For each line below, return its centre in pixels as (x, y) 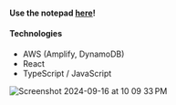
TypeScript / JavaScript (67, 73)
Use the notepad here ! (52, 13)
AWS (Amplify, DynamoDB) (73, 54)
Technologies (36, 34)
